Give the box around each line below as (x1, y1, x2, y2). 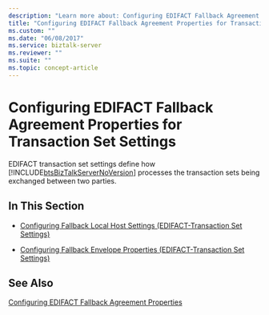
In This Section (8, 200, 85, 213)
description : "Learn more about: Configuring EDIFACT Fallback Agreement (8, 11, 260, 20)
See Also (8, 276, 54, 289)
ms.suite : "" (8, 57, 52, 65)
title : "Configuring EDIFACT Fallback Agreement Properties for (8, 19, 227, 27)
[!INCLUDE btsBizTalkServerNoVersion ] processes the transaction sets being (8, 168, 260, 177)
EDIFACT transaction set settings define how (8, 159, 156, 168)
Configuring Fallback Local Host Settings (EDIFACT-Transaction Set (19, 220, 243, 230)
